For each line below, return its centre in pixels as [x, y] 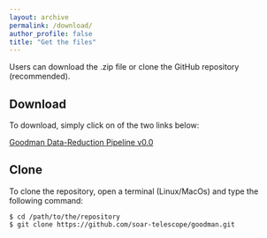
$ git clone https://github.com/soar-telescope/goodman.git [122, 224]
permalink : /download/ [51, 26]
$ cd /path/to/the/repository [65, 217]
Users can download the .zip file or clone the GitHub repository [124, 67]
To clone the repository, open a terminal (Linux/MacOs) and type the [134, 191]
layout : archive [39, 17]
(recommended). [40, 77]
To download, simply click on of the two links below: [104, 125]
